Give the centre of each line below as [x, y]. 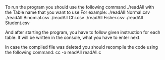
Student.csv [17, 23]
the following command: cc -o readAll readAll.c [53, 52]
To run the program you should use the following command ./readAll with [80, 7]
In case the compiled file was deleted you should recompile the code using [82, 47]
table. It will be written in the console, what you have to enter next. [73, 37]
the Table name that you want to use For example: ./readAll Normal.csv [78, 12]
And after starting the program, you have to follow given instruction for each [83, 32]
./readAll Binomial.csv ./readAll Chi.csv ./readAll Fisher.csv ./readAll [74, 17]
